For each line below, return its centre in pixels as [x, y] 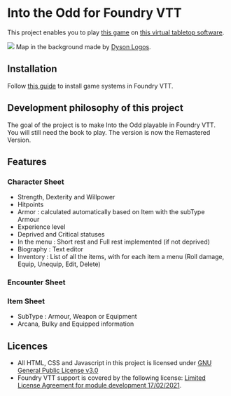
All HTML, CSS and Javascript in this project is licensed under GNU [114, 363]
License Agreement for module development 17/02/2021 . [99, 385]
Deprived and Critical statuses [61, 235]
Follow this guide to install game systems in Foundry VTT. [90, 86]
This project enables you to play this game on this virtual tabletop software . [116, 32]
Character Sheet [36, 182]
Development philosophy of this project [95, 108]
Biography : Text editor [50, 249]
